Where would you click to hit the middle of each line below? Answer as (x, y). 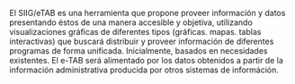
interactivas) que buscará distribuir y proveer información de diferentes (142, 41)
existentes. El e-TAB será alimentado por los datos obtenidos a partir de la (146, 60)
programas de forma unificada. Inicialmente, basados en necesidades (139, 51)
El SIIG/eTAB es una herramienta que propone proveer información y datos (147, 13)
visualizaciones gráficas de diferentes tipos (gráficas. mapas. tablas (135, 32)
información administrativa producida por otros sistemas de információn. (144, 70)
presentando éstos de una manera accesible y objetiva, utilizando (131, 22)
